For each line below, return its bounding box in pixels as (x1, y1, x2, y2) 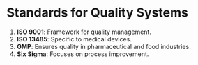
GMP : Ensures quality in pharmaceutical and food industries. (16, 42, 191, 50)
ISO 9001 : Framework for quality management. (16, 28, 151, 36)
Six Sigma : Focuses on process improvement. (16, 50, 149, 58)
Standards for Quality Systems (6, 5, 189, 21)
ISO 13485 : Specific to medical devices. (16, 35, 132, 43)
